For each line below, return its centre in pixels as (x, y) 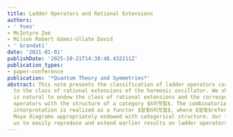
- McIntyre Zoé (29, 33)
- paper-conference (35, 71)
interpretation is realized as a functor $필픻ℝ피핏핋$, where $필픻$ (112, 110)
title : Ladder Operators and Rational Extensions (80, 13)
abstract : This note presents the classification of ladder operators (111, 84)
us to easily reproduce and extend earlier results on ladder (105, 123)
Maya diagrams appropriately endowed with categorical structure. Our (118, 116)
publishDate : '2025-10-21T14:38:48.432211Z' (72, 59)
